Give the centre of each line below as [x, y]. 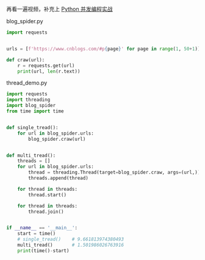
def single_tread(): [33, 127]
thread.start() [48, 195]
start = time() [37, 234]
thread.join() [46, 212]
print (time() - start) [43, 251]
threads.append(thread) [58, 178]
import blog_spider [31, 106]
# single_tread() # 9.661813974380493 [70, 240]
